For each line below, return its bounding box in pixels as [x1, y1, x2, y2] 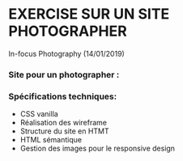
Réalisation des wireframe [19, 118, 108, 128]
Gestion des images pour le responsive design [19, 143, 176, 154]
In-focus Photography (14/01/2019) [8, 49, 126, 58]
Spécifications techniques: [8, 91, 117, 102]
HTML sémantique [19, 135, 83, 145]
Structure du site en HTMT [19, 126, 109, 136]
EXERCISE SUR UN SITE [8, 5, 170, 23]
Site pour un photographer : [8, 69, 120, 80]
